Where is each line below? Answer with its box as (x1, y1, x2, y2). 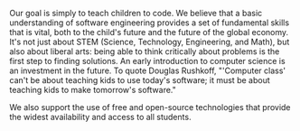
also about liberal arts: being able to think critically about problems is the (9, 46, 280, 57)
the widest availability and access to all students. (9, 112, 192, 122)
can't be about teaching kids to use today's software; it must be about (9, 75, 270, 85)
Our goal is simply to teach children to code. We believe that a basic (9, 8, 263, 18)
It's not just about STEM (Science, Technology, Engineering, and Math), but (9, 36, 290, 47)
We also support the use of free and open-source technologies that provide (9, 102, 291, 112)
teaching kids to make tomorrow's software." (9, 85, 176, 95)
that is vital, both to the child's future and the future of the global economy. (9, 27, 289, 37)
